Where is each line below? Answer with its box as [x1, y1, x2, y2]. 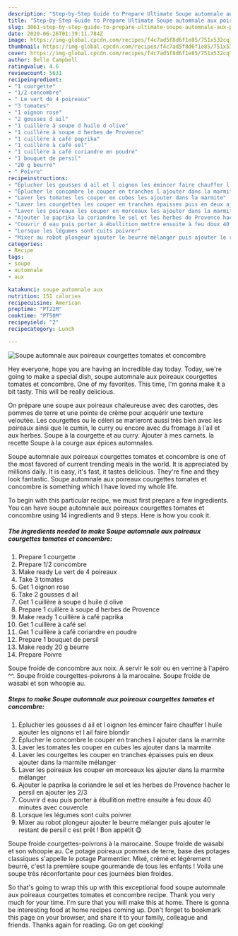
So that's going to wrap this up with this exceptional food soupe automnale [8, 883, 226, 891]
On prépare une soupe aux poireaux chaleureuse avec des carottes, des [8, 401, 218, 409]
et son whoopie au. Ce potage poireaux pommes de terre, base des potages [8, 846, 230, 855]
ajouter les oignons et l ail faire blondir [18, 727, 130, 736]
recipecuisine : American [8, 299, 81, 306]
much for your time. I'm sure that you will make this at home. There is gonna [8, 898, 230, 906]
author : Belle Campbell [8, 57, 78, 64]
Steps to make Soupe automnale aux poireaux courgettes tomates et [8, 695, 215, 703]
